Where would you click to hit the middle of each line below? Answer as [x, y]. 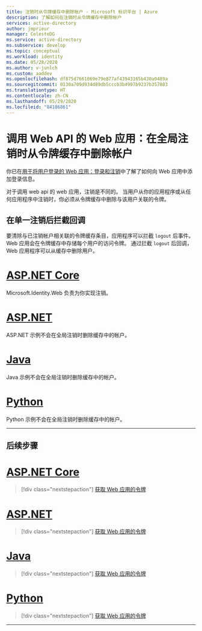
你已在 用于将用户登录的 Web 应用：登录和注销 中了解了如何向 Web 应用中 [97, 172]
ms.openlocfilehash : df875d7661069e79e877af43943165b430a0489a [87, 79]
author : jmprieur [28, 29]
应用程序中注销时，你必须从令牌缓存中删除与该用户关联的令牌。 [90, 199]
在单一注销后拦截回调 [46, 220]
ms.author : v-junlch [32, 68]
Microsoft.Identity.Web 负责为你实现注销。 [59, 293]
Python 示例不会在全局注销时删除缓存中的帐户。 [66, 419]
